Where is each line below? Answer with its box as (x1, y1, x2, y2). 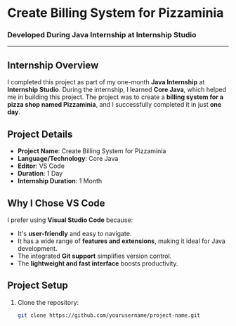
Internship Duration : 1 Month (17, 177, 103, 185)
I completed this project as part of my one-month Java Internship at (7, 78, 205, 86)
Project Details (7, 128, 73, 140)
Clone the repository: (17, 298, 79, 306)
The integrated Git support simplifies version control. (17, 252, 172, 260)
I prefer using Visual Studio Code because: (7, 216, 133, 224)
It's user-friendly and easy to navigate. (17, 229, 132, 237)
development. (17, 244, 58, 252)
